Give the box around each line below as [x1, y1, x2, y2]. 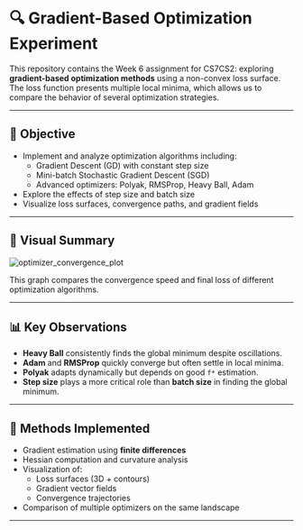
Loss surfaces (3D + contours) [35, 473, 151, 484]
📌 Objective [9, 126, 76, 142]
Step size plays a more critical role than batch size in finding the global [22, 377, 288, 388]
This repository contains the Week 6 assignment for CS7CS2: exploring [9, 63, 274, 74]
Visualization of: [22, 464, 83, 475]
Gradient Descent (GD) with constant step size [35, 160, 209, 170]
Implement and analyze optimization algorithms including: [22, 151, 237, 161]
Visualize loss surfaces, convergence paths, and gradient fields [22, 198, 259, 209]
